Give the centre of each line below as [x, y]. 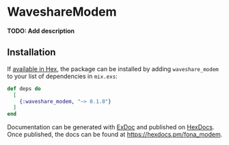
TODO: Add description [41, 31]
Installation [31, 52]
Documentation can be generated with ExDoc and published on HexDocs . [111, 127]
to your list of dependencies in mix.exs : [62, 76]
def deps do [24, 89]
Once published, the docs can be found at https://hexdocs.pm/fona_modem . [115, 135]
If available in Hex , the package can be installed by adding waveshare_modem [113, 68]
